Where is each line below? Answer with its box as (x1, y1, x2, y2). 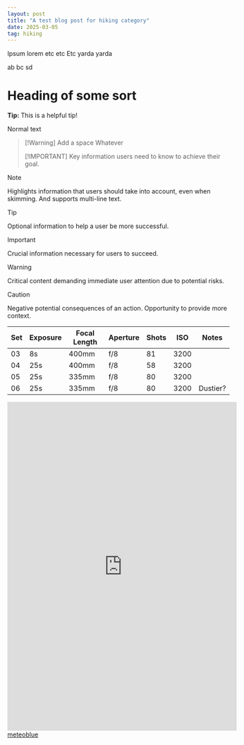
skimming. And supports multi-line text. (7, 195, 122, 203)
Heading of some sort (7, 88, 137, 104)
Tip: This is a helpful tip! (7, 111, 78, 120)
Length (73, 337, 97, 347)
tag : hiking (7, 30, 42, 37)
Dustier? (198, 383, 226, 393)
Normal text (7, 125, 42, 133)
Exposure (29, 333, 62, 342)
